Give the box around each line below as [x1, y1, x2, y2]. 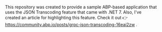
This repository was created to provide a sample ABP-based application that [5, 4, 157, 10]
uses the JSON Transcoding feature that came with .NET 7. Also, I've [5, 9, 142, 15]
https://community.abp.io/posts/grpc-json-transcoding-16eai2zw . [5, 22, 138, 27]
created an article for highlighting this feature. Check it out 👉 [5, 15, 128, 20]
